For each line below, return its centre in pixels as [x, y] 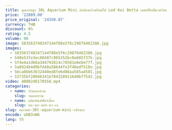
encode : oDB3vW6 [23, 115]
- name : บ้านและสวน [28, 91]
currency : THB [20, 24]
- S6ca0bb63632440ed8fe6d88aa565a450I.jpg [56, 72]
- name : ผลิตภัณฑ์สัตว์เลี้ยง [32, 100]
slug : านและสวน [29, 96]
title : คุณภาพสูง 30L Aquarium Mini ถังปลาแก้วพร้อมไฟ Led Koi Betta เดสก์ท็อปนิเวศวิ [84, 10]
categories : [18, 86]
